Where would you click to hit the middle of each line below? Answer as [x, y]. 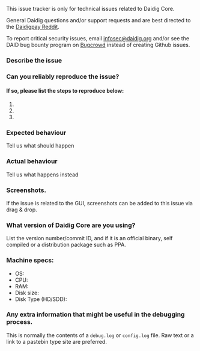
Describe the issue [34, 60]
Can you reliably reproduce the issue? [63, 76]
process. [20, 322]
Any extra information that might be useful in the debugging [95, 314]
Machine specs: [30, 260]
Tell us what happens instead [42, 175]
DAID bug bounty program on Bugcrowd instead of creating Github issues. [98, 45]
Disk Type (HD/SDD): [41, 299]
